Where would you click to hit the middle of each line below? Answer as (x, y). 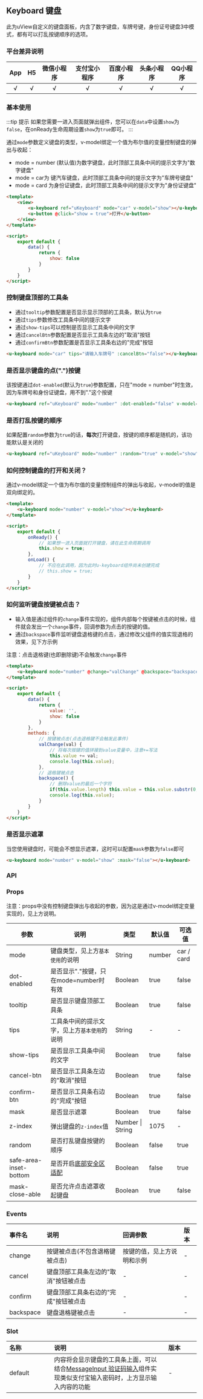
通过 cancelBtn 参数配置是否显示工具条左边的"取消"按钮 (83, 334)
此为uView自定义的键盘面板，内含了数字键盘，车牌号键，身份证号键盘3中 (98, 27)
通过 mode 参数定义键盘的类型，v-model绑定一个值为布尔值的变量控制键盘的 (99, 142)
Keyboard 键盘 (34, 11)
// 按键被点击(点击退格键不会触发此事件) (83, 739)
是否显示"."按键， (76, 971)
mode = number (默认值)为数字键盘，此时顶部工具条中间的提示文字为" (102, 163)
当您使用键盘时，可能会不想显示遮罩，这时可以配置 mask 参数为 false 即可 (95, 848)
